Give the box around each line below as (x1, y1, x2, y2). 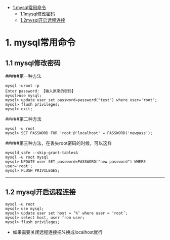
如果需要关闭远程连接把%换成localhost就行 (12, 229, 103, 235)
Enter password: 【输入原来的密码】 (5, 88, 76, 94)
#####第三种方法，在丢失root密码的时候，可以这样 (5, 140, 112, 146)
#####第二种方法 (5, 116, 42, 122)
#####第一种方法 (5, 73, 42, 79)
